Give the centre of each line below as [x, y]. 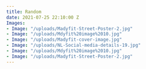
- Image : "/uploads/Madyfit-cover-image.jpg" [64, 40]
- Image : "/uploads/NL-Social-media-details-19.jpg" [74, 46]
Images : [16, 23]
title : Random [24, 12]
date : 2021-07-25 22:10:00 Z [43, 17]
